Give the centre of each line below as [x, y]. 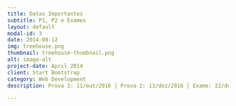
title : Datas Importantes [45, 14]
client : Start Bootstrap [44, 72]
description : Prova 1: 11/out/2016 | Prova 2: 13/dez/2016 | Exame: [110, 86]
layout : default [31, 27]
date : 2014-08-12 [33, 40]
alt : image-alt [29, 60]
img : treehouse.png [36, 46]
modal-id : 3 [25, 33]
